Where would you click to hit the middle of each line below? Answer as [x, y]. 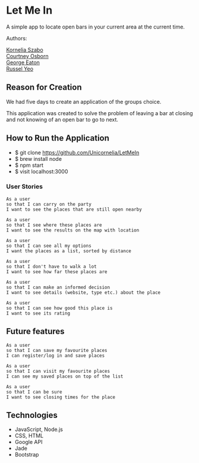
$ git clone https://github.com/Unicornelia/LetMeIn [77, 153]
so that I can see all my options [49, 246]
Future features [35, 332]
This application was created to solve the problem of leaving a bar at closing [99, 113]
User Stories [25, 186]
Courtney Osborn [27, 56]
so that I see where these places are [54, 225]
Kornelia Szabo [25, 50]
